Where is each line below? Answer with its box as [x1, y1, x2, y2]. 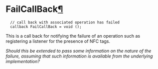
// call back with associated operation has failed [10, 20, 120, 25]
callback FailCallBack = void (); [10, 24, 82, 29]
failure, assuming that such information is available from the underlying [5, 53, 154, 59]
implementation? [5, 58, 40, 64]
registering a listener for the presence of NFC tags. [5, 38, 111, 44]
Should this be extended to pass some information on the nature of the [5, 48, 152, 54]
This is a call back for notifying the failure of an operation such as [5, 33, 141, 39]
